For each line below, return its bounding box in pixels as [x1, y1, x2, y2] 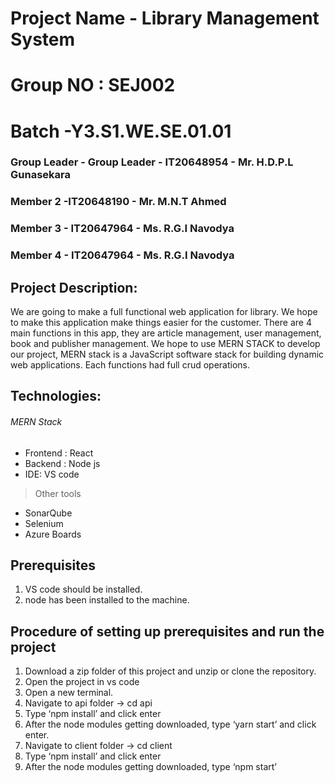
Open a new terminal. [24, 687, 114, 699]
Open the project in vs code [24, 676, 140, 688]
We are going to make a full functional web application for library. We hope [10, 306, 318, 318]
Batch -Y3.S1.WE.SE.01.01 [10, 120, 232, 142]
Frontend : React [24, 447, 94, 459]
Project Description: [10, 279, 138, 296]
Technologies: [10, 388, 102, 405]
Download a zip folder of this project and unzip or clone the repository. [24, 665, 317, 677]
